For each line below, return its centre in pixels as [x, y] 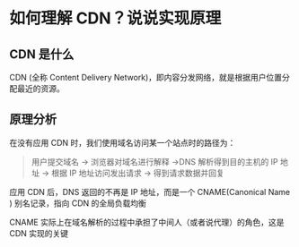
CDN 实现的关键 [39, 233]
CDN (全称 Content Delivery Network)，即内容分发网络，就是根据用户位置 [146, 77]
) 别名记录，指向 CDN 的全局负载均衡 [78, 203]
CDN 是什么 [42, 54]
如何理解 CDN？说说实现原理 [115, 18]
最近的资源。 [40, 89]
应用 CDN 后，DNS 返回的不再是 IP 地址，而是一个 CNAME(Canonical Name [150, 192]
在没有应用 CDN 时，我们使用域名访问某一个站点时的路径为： [123, 142]
